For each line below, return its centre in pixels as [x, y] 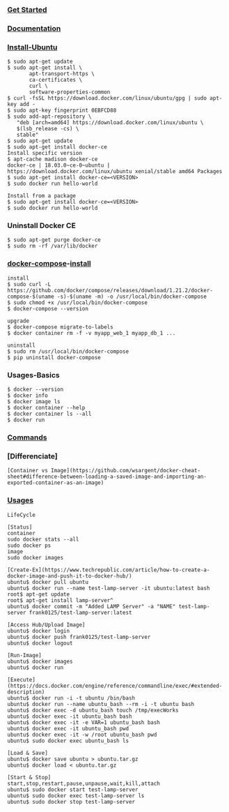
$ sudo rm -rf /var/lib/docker [53, 246]
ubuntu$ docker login [39, 631]
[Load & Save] [28, 753]
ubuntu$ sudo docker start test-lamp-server [73, 790]
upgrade [18, 321]
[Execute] [22, 679]
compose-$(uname [31, 296]
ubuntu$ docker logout [40, 643]
